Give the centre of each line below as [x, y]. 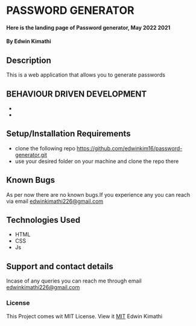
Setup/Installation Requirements [68, 134]
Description [29, 60]
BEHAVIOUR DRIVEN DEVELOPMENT [77, 94]
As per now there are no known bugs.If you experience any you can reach [98, 194]
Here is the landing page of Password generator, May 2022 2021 [88, 27]
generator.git [31, 155]
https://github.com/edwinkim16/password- [129, 148]
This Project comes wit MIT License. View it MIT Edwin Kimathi [84, 316]
